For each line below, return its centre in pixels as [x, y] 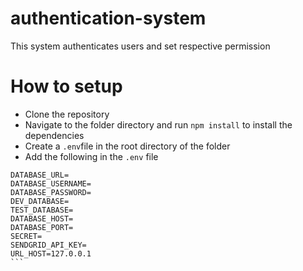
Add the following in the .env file [91, 156]
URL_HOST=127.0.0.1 [51, 253]
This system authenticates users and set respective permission [140, 46]
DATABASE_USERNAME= [51, 183]
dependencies [54, 135]
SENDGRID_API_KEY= [48, 245]
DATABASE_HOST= [42, 218]
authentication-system [108, 18]
